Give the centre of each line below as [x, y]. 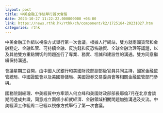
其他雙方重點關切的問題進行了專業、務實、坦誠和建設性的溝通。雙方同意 [81, 55]
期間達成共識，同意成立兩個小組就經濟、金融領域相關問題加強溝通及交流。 [79, 99]
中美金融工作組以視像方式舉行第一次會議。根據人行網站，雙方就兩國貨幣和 [79, 42]
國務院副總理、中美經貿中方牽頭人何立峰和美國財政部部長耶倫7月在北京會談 [81, 94]
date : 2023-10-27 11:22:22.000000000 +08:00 [51, 19]
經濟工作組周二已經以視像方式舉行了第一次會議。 [58, 106]
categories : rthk [23, 28]
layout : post [18, 9]
